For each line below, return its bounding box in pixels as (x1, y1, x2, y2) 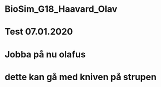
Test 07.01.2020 (4, 26, 73, 38)
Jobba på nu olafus (4, 48, 86, 60)
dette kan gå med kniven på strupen (4, 71, 157, 83)
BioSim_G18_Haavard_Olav (4, 3, 118, 15)
